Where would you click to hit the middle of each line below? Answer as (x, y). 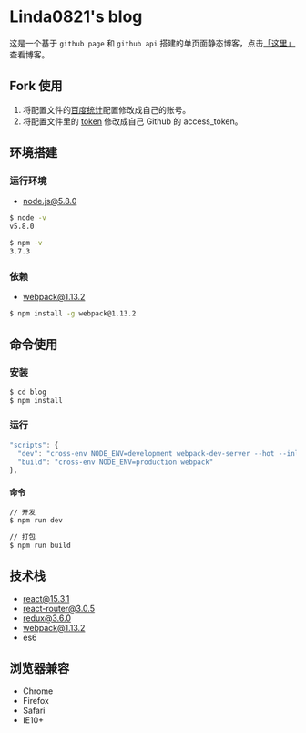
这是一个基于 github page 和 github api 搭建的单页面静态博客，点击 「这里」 (153, 43)
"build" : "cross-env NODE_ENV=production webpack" (116, 462)
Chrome (38, 691)
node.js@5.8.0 (50, 201)
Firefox (36, 700)
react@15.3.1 (46, 598)
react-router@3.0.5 (59, 608)
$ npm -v (26, 243)
